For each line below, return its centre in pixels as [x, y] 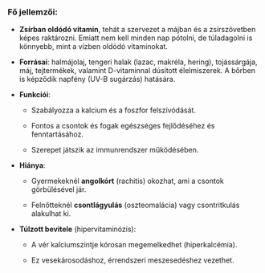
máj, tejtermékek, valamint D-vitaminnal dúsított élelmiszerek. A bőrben [137, 71]
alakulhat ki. [51, 214]
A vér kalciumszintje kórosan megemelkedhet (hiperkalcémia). [134, 245]
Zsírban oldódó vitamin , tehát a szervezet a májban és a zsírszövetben [137, 30]
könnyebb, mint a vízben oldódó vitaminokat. [93, 47]
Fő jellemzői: [33, 12]
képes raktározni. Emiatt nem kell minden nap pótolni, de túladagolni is [136, 38]
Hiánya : [32, 165]
